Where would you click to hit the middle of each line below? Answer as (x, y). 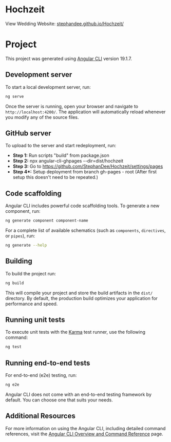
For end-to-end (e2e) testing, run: (41, 375)
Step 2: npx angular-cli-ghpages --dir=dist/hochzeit (68, 161)
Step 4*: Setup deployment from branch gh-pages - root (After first (85, 172)
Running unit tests (35, 320)
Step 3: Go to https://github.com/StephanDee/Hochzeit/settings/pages (88, 166)
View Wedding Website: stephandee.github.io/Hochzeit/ (65, 24)
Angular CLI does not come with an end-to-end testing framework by (78, 394)
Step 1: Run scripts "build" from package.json (61, 155)
